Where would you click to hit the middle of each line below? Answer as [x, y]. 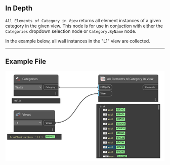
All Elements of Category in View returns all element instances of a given [83, 20]
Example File [26, 62]
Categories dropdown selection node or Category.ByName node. [71, 31]
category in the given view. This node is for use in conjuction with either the [84, 26]
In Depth [19, 8]
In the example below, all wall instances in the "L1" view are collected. [78, 41]
